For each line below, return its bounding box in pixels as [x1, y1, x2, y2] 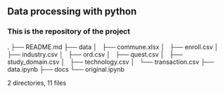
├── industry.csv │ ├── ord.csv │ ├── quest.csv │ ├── [7, 50, 183, 58]
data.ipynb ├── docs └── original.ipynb [7, 65, 125, 73]
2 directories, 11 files [7, 79, 67, 87]
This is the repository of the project [7, 27, 130, 36]
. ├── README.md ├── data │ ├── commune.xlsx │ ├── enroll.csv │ [7, 42, 219, 51]
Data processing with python [7, 6, 137, 18]
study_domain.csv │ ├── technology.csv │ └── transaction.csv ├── [7, 58, 215, 66]
